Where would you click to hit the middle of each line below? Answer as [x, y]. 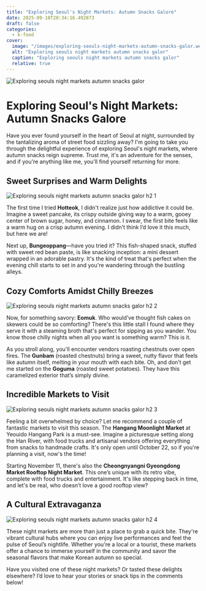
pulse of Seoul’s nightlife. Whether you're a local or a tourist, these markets [101, 544]
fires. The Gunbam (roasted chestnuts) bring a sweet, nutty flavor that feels [102, 356]
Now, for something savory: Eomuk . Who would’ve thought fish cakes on [99, 318]
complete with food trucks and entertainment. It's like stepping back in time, [102, 479]
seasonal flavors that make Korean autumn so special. [74, 557]
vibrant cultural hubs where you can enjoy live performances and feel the [99, 538]
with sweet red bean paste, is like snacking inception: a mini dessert [93, 252]
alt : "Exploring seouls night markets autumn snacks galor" [90, 52]
